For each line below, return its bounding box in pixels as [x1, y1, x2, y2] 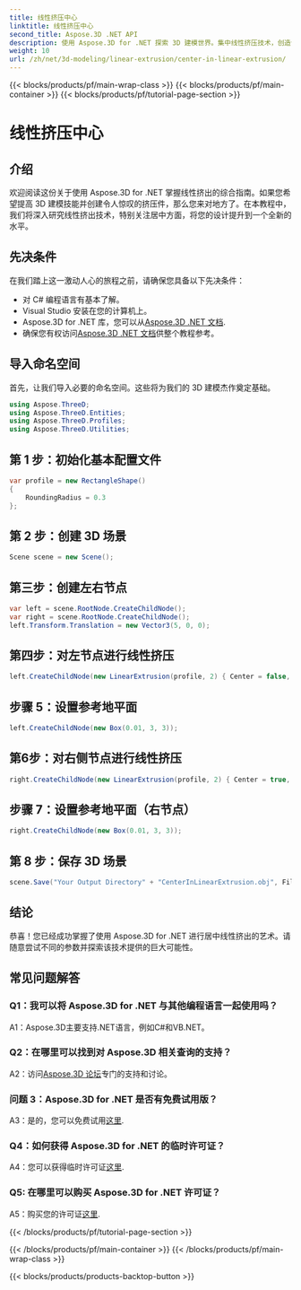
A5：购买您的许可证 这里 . [9, 1208, 101, 1219]
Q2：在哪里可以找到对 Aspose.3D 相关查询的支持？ [9, 1046, 232, 1059]
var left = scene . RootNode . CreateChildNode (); [9, 604, 186, 613]
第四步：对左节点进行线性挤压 [9, 648, 175, 663]
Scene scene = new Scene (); [9, 553, 115, 562]
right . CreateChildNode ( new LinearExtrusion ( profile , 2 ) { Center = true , [9, 775, 291, 784]
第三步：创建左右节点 [9, 580, 127, 595]
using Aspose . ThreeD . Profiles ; [9, 416, 126, 426]
